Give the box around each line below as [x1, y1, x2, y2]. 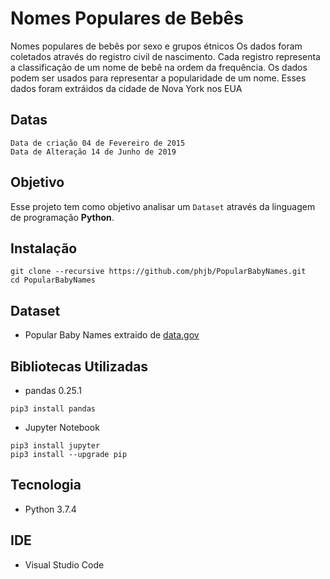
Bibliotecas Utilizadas [10, 358, 149, 375]
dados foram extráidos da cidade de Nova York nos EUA [10, 82, 243, 94]
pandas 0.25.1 [24, 385, 82, 396]
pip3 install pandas [10, 404, 97, 414]
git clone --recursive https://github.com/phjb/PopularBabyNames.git [10, 267, 307, 277]
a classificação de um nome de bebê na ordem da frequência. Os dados [10, 61, 308, 73]
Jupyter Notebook [24, 422, 100, 433]
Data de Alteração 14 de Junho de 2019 [10, 147, 177, 157]
